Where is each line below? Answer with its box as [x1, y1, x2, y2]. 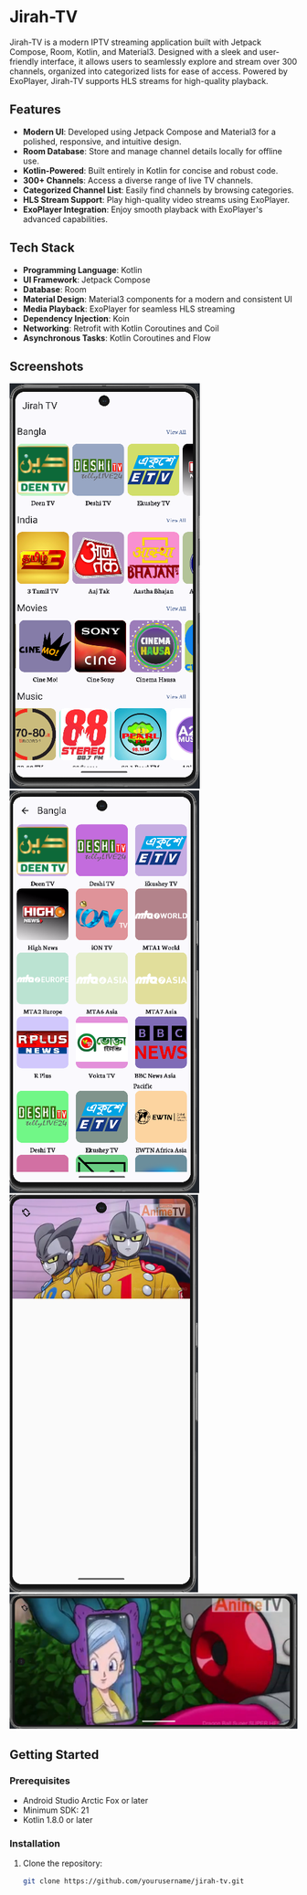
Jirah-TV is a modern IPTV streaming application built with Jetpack [9, 37, 262, 48]
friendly [9, 56, 39, 67]
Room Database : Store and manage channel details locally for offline [22, 145, 283, 156]
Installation [9, 1837, 61, 1850]
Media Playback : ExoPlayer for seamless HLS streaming [22, 303, 236, 314]
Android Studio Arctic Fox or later [22, 1795, 149, 1806]
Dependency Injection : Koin [22, 312, 130, 323]
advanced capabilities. [22, 213, 108, 225]
